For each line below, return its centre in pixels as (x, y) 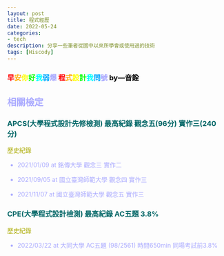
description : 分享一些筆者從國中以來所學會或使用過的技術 (81, 46)
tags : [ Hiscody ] (30, 53)
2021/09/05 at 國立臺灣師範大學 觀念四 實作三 (82, 180)
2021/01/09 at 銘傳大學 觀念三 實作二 (69, 165)
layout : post (26, 13)
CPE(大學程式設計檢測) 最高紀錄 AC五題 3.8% (83, 214)
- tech (17, 39)
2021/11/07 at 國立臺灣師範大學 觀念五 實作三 (81, 194)
